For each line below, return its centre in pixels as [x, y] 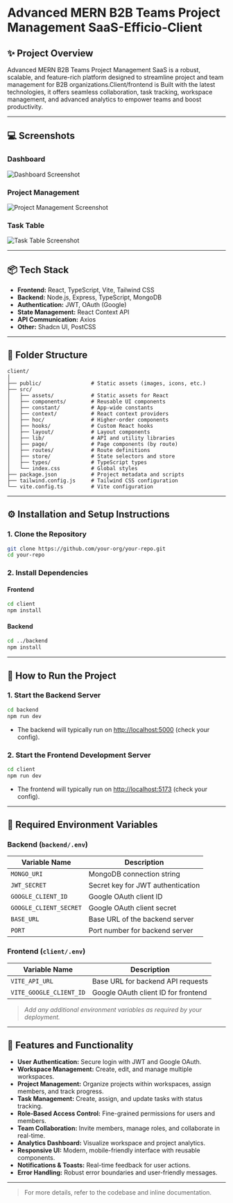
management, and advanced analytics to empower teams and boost [104, 99]
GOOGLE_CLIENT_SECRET [46, 908]
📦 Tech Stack [38, 270]
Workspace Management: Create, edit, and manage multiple [105, 1069]
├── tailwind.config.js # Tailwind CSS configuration [93, 481]
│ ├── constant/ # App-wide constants [80, 408]
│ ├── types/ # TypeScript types [77, 462]
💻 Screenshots [41, 136]
